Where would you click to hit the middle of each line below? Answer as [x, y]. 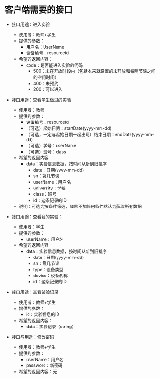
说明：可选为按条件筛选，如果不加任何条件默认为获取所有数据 [80, 206]
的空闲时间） [46, 77]
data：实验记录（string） [51, 327]
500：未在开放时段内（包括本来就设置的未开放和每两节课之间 [94, 71]
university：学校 [49, 188]
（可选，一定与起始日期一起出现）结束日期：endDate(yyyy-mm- [90, 134]
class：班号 [45, 194]
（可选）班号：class [46, 152]
